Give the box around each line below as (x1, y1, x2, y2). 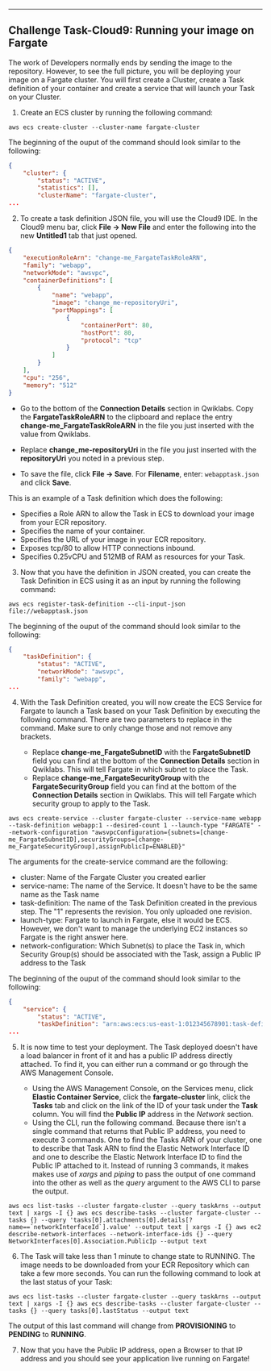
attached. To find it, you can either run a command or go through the (19, 1060, 248, 1069)
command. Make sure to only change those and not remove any (19, 723, 232, 732)
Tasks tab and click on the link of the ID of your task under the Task (31, 1101, 258, 1111)
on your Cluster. (8, 92, 62, 102)
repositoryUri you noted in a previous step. (19, 453, 165, 463)
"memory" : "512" (23, 381, 78, 390)
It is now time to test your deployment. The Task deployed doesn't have (19, 1042, 258, 1052)
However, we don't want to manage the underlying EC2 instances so (19, 923, 248, 933)
